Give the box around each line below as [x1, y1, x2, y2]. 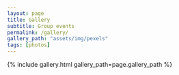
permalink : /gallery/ [7, 29, 69, 36]
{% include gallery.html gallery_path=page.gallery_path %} [7, 61, 173, 68]
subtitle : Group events [7, 22, 75, 29]
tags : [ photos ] [7, 42, 51, 48]
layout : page [7, 10, 44, 17]
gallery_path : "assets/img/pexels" [7, 35, 109, 42]
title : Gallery [7, 16, 51, 23]
